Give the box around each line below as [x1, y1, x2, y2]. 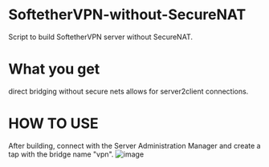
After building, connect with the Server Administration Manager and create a [8, 141, 261, 150]
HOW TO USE [8, 114, 99, 133]
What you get [8, 60, 100, 78]
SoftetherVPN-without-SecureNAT [8, 6, 247, 24]
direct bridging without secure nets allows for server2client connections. [8, 86, 249, 96]
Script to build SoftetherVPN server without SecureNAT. [8, 32, 193, 42]
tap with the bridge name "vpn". [8, 149, 114, 159]
